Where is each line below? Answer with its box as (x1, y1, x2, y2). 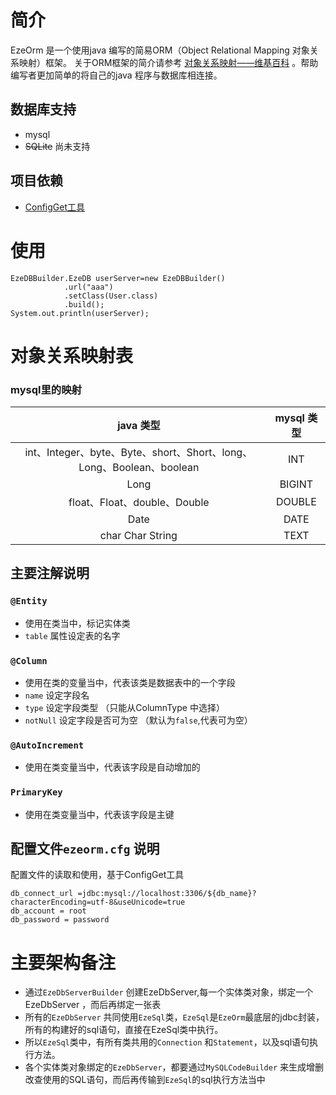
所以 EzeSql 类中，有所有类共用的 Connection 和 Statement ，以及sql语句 (24, 1036, 310, 1048)
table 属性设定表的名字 (24, 629, 121, 641)
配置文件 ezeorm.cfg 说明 (10, 840, 160, 857)
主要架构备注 (10, 951, 117, 974)
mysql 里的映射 (10, 382, 82, 396)
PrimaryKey (10, 787, 63, 798)
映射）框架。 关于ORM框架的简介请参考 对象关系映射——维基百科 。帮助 (18, 56, 319, 68)
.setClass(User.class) (63, 291, 159, 301)
